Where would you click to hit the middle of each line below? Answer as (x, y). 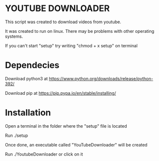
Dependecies (32, 65)
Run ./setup (16, 135)
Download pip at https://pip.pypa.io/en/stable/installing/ (61, 93)
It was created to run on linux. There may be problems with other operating (80, 31)
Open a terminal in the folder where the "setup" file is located (66, 126)
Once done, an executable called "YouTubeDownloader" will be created (76, 145)
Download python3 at (27, 78)
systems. (14, 36)
